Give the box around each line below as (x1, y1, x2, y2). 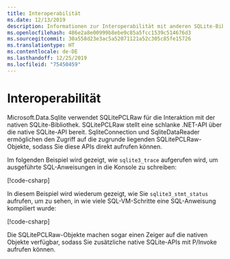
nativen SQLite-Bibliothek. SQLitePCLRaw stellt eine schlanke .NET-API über (7, 121, 222, 129)
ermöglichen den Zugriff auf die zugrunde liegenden (7, 135, 155, 143)
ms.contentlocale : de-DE (7, 49, 78, 56)
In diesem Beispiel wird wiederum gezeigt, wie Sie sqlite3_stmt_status (7, 189, 209, 197)
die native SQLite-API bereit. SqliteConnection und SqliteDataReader (7, 127, 200, 136)
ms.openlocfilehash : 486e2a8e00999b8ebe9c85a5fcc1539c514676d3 (7, 29, 192, 36)
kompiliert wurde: (7, 203, 57, 212)
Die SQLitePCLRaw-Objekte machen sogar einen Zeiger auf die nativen (7, 230, 208, 238)
